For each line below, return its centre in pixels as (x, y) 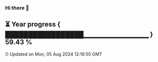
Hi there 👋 (17, 8)
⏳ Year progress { (33, 24)
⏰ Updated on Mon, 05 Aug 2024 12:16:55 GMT (54, 54)
